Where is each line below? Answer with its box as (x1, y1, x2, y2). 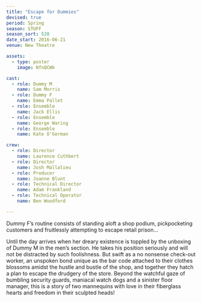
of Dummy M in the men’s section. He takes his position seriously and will (6, 244, 188, 251)
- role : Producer (11, 170, 55, 176)
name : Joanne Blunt (17, 176, 66, 182)
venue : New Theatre (6, 43, 55, 49)
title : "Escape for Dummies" (6, 8, 79, 15)
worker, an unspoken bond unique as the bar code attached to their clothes (6, 257, 193, 264)
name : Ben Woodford (17, 198, 66, 204)
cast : (6, 75, 20, 81)
